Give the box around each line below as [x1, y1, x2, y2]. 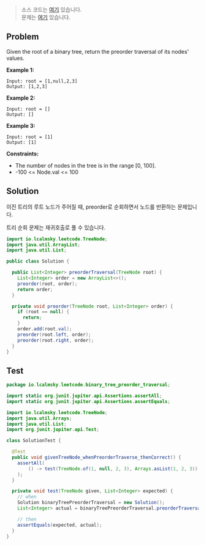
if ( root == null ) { [17, 309, 70, 315]
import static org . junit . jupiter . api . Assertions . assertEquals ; [6, 398, 171, 404]
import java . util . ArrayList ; [6, 242, 81, 248]
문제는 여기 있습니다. [21, 13, 71, 21]
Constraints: [6, 150, 39, 157]
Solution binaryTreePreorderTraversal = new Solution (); [17, 500, 165, 506]
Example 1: [6, 66, 35, 73]
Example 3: [6, 122, 35, 129]
